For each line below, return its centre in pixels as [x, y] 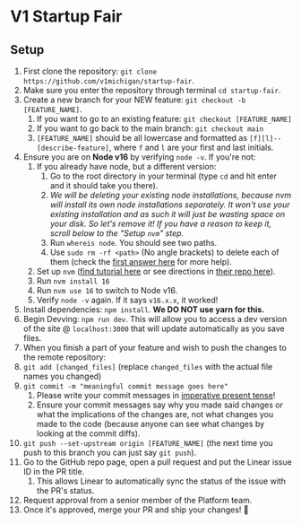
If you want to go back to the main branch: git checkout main [150, 128]
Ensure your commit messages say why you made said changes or [160, 405]
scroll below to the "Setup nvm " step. [117, 233]
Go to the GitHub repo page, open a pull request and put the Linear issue [157, 462]
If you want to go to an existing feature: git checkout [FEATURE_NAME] [164, 119]
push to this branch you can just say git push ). [110, 452]
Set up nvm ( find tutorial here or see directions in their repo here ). [156, 271]
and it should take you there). [104, 185]
